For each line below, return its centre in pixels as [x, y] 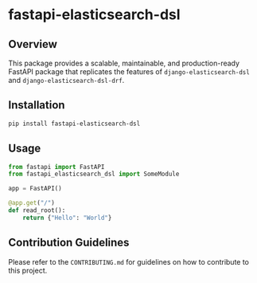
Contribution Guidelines [69, 243]
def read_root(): [37, 210]
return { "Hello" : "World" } [67, 218]
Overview [33, 44]
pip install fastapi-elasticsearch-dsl [74, 124]
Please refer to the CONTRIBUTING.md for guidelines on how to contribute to [128, 261]
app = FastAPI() [35, 189]
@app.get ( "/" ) [32, 203]
